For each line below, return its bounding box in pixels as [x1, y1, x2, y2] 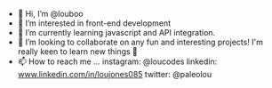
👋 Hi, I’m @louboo [17, 9, 84, 19]
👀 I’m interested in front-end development [17, 18, 172, 28]
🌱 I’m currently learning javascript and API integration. [17, 28, 216, 37]
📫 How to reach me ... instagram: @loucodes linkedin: [17, 56, 218, 67]
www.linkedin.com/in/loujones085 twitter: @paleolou [17, 69, 212, 79]
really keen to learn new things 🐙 [17, 46, 138, 57]
